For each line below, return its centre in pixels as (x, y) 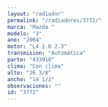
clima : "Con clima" (36, 66)
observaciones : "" (34, 86)
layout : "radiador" (36, 14)
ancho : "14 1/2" (31, 79)
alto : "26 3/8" (29, 73)
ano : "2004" (25, 40)
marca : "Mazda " (31, 27)
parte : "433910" (31, 60)
